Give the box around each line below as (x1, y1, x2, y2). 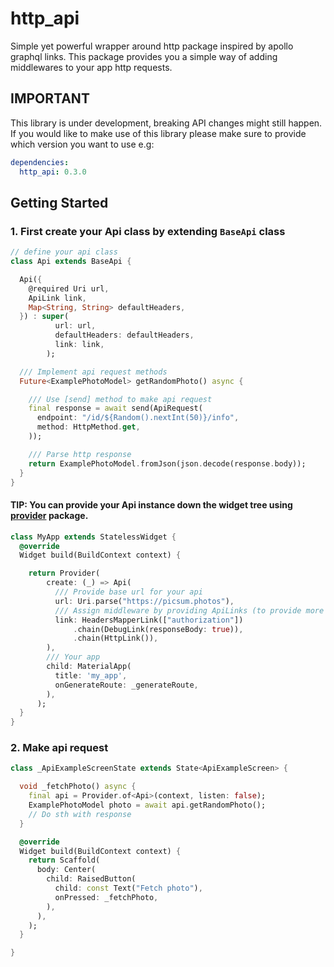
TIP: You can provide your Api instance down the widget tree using (10, 499, 293, 511)
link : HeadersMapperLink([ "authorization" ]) (54, 615, 244, 625)
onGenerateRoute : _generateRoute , (54, 680, 199, 690)
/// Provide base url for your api (54, 587, 203, 597)
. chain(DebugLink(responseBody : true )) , (73, 624, 244, 634)
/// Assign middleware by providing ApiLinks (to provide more (54, 605, 325, 616)
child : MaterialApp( (46, 662, 132, 672)
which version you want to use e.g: (10, 138, 155, 150)
